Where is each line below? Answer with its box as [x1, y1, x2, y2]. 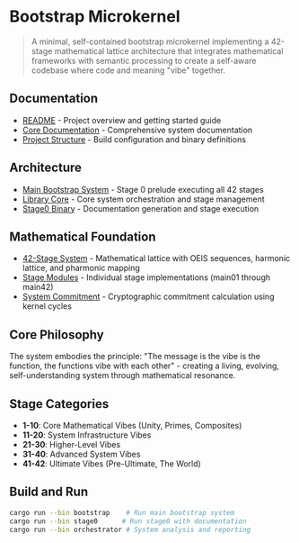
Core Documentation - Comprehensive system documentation [22, 124, 253, 135]
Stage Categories [9, 396, 110, 412]
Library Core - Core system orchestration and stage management [22, 194, 265, 204]
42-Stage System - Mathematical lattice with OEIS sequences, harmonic [22, 253, 291, 264]
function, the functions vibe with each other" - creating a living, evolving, [9, 360, 280, 371]
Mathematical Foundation [9, 229, 156, 244]
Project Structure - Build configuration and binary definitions [22, 133, 247, 145]
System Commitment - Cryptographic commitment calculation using [22, 291, 275, 303]
